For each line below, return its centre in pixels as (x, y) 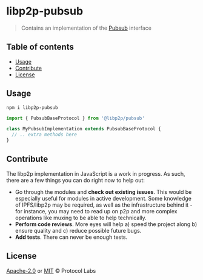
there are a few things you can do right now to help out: (76, 180)
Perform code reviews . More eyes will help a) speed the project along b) (106, 224)
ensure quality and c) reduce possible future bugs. (78, 230)
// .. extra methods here (45, 135)
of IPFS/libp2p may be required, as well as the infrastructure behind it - (104, 205)
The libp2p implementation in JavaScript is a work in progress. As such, (96, 173)
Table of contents (40, 47)
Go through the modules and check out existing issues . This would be (103, 192)
